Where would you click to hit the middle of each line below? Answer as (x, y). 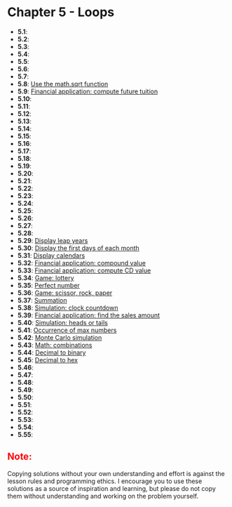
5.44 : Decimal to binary (52, 353)
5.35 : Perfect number (49, 285)
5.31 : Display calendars (51, 255)
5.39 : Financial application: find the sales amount (88, 315)
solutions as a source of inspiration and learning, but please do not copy (111, 488)
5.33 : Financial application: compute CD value (84, 270)
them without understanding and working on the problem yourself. (103, 496)
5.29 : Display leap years (53, 240)
